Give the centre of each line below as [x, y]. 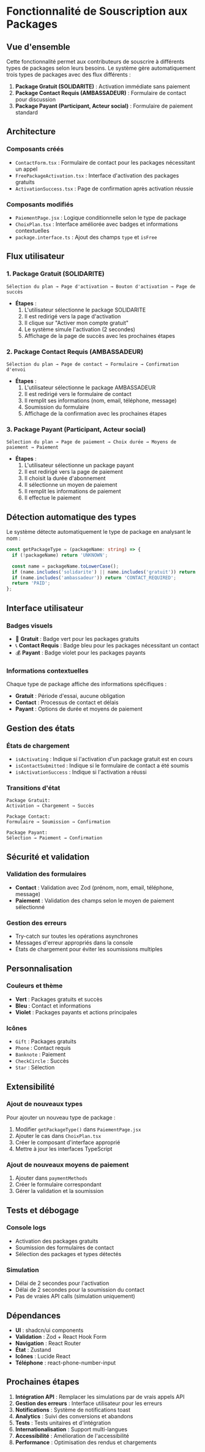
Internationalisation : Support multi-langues [71, 1429]
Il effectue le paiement [53, 498]
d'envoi [16, 369]
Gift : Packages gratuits [46, 1041]
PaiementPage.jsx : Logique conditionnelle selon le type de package [101, 217]
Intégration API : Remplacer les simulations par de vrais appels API [100, 1396]
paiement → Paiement [33, 447]
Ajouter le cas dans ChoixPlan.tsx [58, 1136]
